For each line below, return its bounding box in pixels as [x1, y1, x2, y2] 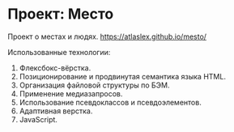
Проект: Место [7, 5, 114, 23]
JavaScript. [19, 114, 58, 124]
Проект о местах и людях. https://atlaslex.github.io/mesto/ [7, 32, 207, 41]
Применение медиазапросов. [19, 88, 123, 98]
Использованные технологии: [7, 47, 111, 57]
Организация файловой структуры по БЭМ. [19, 80, 170, 90]
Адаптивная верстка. [19, 106, 93, 116]
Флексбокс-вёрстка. [19, 62, 91, 73]
